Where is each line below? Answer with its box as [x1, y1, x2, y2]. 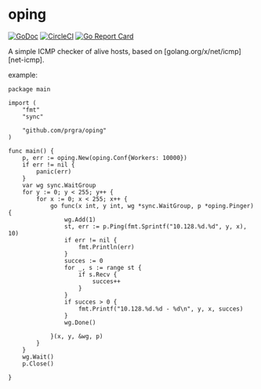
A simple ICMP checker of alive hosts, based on [8, 46, 163, 56]
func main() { [8, 147, 55, 155]
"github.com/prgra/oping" [22, 126, 107, 134]
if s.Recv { [78, 271, 118, 278]
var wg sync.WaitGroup [22, 181, 96, 189]
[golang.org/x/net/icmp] [164, 46, 241, 56]
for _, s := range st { [63, 264, 143, 271]
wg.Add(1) [63, 216, 96, 224]
